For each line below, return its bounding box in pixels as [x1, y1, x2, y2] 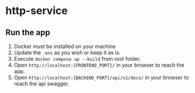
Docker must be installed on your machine [13, 43, 116, 50]
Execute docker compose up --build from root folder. [13, 56, 141, 62]
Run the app [5, 27, 50, 37]
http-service [5, 4, 68, 18]
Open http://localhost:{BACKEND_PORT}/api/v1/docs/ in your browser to [13, 74, 189, 81]
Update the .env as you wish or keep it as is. [13, 49, 121, 56]
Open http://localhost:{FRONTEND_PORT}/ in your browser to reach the [13, 61, 184, 68]
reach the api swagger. [13, 80, 69, 87]
